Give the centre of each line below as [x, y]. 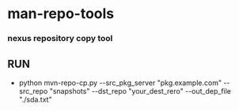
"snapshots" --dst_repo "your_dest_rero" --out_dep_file [140, 91]
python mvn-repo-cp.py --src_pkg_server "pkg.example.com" [120, 83]
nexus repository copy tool [60, 39]
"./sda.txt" [35, 99]
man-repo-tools [61, 14]
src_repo [33, 91]
